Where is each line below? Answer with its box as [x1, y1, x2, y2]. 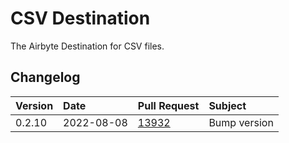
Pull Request [137, 98, 200, 112]
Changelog [10, 69, 81, 86]
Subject [208, 98, 247, 112]
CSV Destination [10, 7, 151, 30]
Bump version [208, 115, 274, 129]
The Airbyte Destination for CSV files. [10, 40, 165, 52]
